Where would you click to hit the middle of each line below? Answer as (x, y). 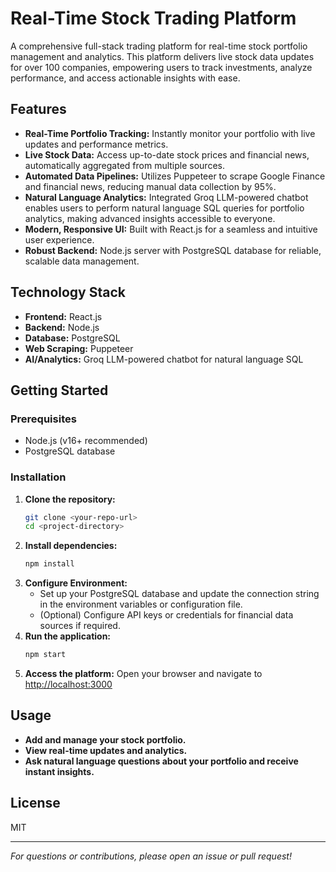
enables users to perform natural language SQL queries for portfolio (164, 208)
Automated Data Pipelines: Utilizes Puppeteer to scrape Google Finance (175, 176)
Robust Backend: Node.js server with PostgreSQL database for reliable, (173, 250)
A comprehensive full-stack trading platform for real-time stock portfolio (159, 46)
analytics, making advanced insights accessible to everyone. (150, 218)
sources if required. (80, 626)
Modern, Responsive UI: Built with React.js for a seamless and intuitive (171, 229)
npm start (45, 655)
